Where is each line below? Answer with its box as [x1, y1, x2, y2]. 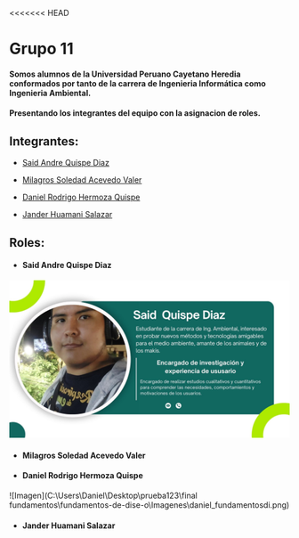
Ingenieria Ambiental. [9, 87, 92, 98]
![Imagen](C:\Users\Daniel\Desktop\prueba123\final [9, 490, 198, 501]
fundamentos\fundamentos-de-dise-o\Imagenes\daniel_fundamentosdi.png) [9, 500, 290, 510]
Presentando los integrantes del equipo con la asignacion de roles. [9, 108, 261, 118]
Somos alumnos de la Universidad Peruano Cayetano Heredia [9, 69, 241, 79]
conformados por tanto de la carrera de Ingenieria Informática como [9, 77, 267, 88]
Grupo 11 [9, 39, 74, 59]
